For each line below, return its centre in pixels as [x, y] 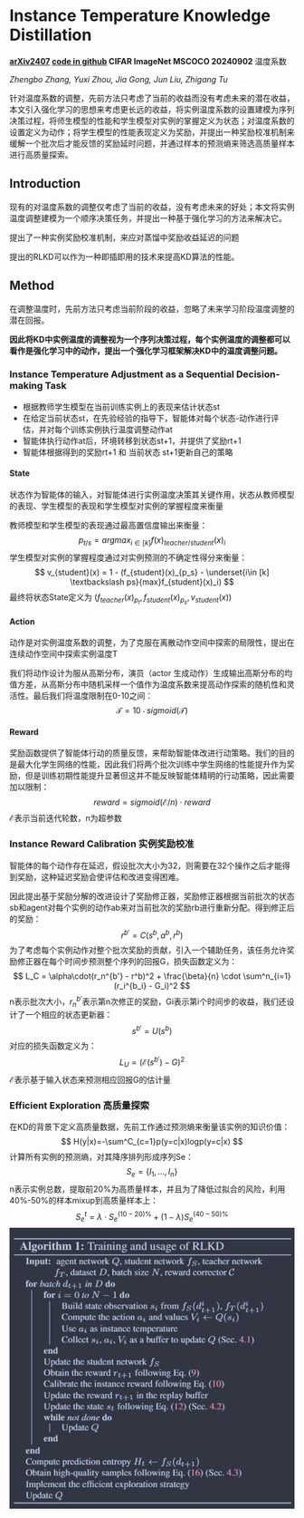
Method [32, 286]
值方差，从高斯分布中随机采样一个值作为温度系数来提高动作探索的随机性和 [148, 684]
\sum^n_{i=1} [267, 976]
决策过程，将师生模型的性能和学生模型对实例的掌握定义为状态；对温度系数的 [152, 121]
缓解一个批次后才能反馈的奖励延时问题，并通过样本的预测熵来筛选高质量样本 [152, 143]
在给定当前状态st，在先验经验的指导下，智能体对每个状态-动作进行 [147, 418]
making [26, 386]
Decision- [258, 374]
